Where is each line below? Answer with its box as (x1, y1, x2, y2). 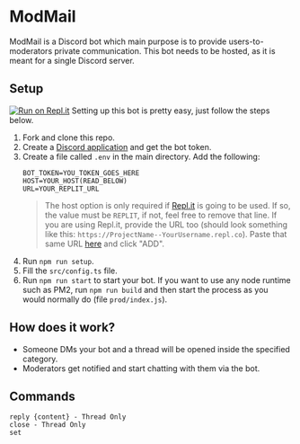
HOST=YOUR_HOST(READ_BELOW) (22, 176, 128, 185)
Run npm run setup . (22, 255, 94, 266)
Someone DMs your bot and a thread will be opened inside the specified (22, 343, 290, 354)
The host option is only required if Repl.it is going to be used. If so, (44, 200, 291, 210)
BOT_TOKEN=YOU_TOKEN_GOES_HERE (22, 168, 140, 177)
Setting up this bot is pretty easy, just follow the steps (71, 105, 270, 116)
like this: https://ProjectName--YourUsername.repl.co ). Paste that (44, 228, 287, 239)
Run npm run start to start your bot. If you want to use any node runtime (22, 274, 292, 285)
